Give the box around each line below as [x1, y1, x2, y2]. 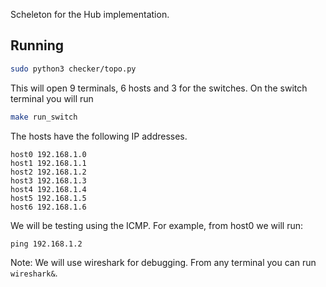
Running [10, 37, 65, 54]
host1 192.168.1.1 [10, 158, 87, 168]
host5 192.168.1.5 [10, 193, 87, 203]
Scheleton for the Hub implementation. [10, 9, 170, 20]
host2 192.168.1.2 [10, 167, 87, 177]
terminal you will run [10, 92, 94, 104]
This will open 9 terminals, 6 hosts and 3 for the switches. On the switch [10, 82, 308, 94]
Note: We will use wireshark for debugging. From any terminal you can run [10, 256, 317, 268]
